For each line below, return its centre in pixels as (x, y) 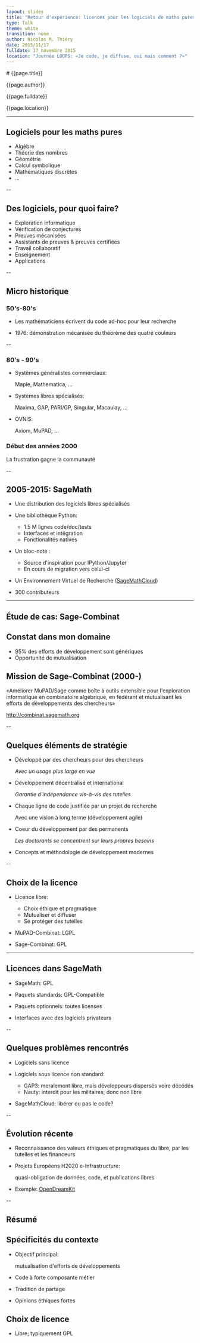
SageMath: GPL (34, 983)
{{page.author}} (26, 85)
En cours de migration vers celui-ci (67, 569)
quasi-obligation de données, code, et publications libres (85, 1178)
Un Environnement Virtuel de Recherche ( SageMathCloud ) (86, 581)
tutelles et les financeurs (45, 1154)
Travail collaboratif (37, 248)
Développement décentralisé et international (69, 783)
